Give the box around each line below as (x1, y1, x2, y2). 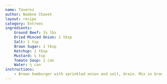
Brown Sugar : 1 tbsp (14, 44, 57, 49)
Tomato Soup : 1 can (14, 58, 55, 63)
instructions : (5, 67, 35, 72)
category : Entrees (5, 21, 43, 26)
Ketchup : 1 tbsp (14, 48, 48, 53)
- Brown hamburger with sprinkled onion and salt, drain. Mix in (14, 72, 153, 77)
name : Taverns (5, 7, 35, 12)
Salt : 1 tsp (14, 40, 39, 44)
